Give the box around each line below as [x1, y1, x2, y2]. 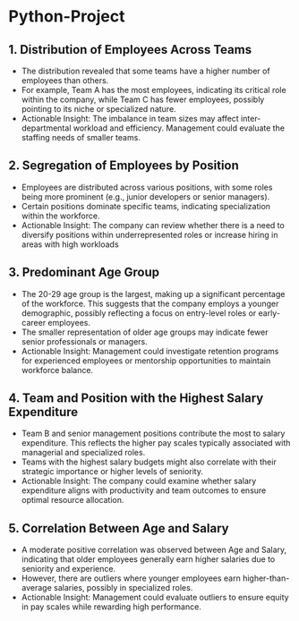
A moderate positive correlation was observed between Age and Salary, [21, 544, 287, 556]
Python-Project [8, 6, 125, 27]
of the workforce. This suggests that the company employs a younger [21, 298, 279, 309]
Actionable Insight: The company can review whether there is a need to [21, 219, 286, 230]
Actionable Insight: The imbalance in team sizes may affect [21, 114, 239, 123]
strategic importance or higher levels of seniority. [21, 466, 203, 477]
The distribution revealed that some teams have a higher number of [21, 65, 270, 76]
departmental [21, 123, 72, 133]
